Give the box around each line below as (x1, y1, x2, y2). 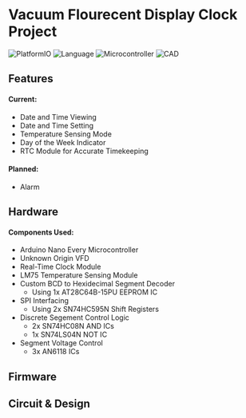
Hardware (8, 205, 58, 219)
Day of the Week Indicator (19, 137, 106, 147)
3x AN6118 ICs (31, 347, 80, 357)
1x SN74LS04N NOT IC (31, 329, 108, 340)
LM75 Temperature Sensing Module (19, 270, 138, 280)
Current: (8, 94, 38, 104)
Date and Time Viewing (19, 112, 97, 121)
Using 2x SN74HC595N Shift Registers (31, 305, 160, 314)
